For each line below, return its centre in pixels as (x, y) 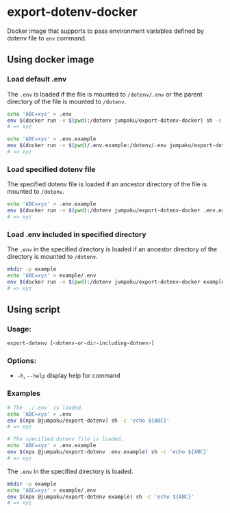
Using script (34, 309)
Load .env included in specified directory (77, 234)
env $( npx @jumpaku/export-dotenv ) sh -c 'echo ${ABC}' (88, 421)
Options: (22, 361)
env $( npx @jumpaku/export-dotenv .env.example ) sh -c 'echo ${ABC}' (108, 452)
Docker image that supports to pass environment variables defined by (105, 31)
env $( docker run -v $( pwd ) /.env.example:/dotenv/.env (87, 146)
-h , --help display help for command (69, 376)
